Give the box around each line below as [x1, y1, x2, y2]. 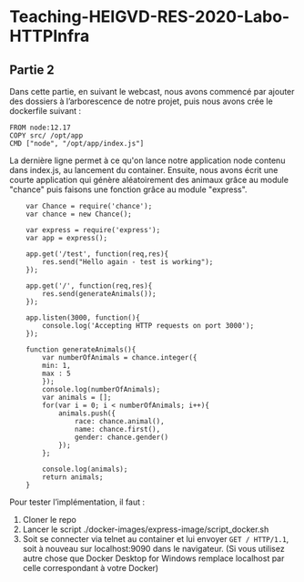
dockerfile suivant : [9, 106, 82, 116]
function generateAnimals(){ [25, 345, 137, 354]
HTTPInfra [9, 26, 90, 46]
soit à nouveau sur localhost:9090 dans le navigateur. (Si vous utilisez [22, 544, 285, 554]
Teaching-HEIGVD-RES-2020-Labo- [9, 6, 290, 27]
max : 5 [42, 369, 71, 378]
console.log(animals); [42, 465, 128, 474]
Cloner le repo [22, 515, 77, 525]
